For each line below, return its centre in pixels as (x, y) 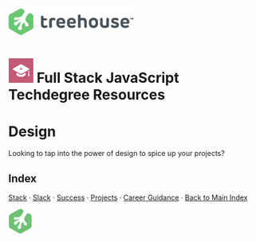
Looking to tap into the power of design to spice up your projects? (116, 154)
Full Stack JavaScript (108, 78)
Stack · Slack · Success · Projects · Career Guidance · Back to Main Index (128, 197)
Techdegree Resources (87, 95)
